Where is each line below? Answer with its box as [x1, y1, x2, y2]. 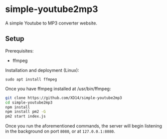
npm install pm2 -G [5, 109, 46, 114]
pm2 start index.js [5, 114, 46, 119]
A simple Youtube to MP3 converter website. [5, 20, 98, 26]
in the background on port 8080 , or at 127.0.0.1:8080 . [5, 128, 115, 134]
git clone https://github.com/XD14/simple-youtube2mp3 [5, 95, 122, 100]
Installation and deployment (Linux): [5, 67, 79, 73]
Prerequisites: [5, 47, 34, 53]
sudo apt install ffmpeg [5, 76, 57, 82]
